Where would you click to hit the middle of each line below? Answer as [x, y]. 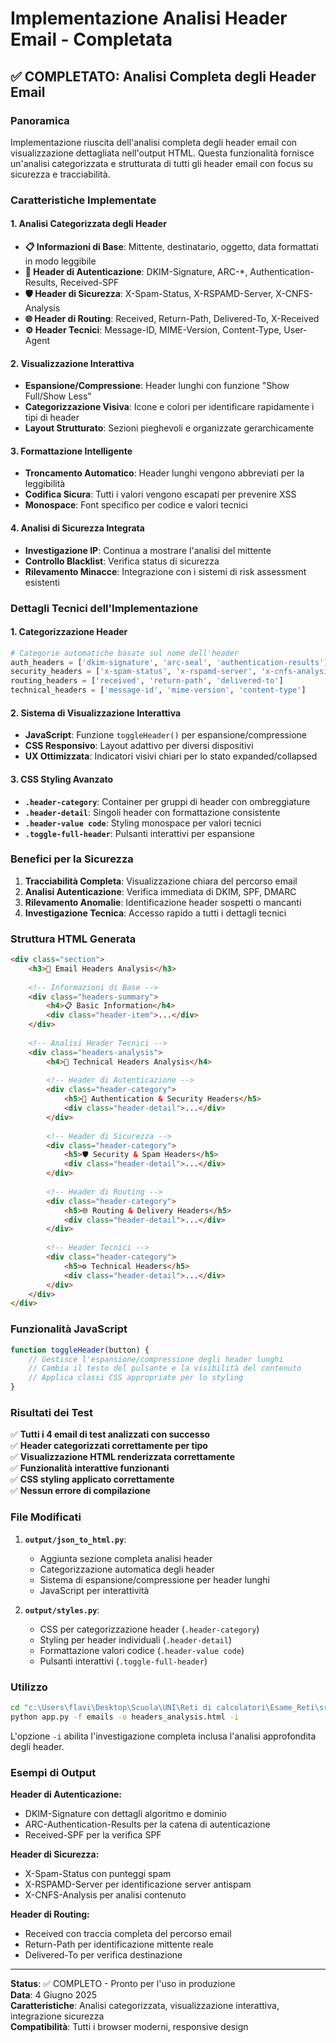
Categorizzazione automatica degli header [127, 1569]
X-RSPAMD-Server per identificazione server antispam [138, 1884]
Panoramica [40, 120]
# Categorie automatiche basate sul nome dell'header [125, 653]
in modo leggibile [60, 261]
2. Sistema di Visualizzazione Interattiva [96, 713]
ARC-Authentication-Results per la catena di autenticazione [147, 1824]
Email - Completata [91, 39]
